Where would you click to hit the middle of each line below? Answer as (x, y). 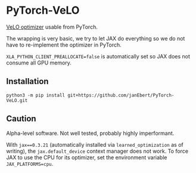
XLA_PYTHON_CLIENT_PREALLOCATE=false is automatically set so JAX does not (98, 56)
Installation (27, 81)
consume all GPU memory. (39, 63)
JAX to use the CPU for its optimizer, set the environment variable (87, 157)
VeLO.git (17, 100)
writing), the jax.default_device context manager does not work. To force (97, 151)
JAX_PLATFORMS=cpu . (30, 163)
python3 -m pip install (36, 95)
